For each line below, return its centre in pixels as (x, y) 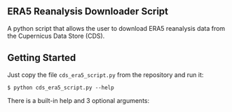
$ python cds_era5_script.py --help (61, 87)
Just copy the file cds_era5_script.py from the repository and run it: (105, 75)
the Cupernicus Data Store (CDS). (56, 36)
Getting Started (42, 58)
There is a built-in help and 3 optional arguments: (79, 100)
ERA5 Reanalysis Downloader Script (88, 12)
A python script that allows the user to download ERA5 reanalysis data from (116, 28)
